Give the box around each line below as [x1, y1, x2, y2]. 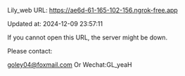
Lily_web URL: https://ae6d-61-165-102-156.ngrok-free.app [7, 6, 178, 14]
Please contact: [7, 47, 53, 55]
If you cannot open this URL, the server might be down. [7, 33, 167, 42]
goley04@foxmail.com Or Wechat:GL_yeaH [7, 61, 132, 69]
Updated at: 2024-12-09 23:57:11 [7, 20, 103, 27]
